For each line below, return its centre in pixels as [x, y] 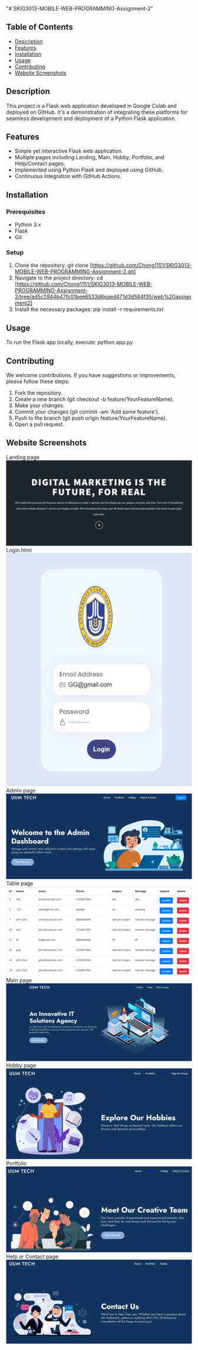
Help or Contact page [32, 1256]
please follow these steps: [38, 382]
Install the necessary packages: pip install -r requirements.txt [89, 310]
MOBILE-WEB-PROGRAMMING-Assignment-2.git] [75, 272]
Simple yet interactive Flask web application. [69, 151]
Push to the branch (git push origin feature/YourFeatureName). [91, 418]
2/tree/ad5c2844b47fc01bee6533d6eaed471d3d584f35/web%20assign [103, 297]
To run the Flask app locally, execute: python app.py [70, 342]
